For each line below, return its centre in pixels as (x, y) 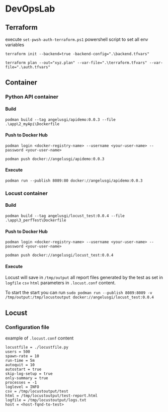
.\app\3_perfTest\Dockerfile (36, 220)
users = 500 (18, 352)
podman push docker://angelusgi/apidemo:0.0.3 (55, 159)
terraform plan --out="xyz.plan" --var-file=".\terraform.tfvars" (76, 63)
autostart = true (23, 369)
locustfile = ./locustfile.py (37, 348)
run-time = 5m (20, 361)
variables (15, 45)
